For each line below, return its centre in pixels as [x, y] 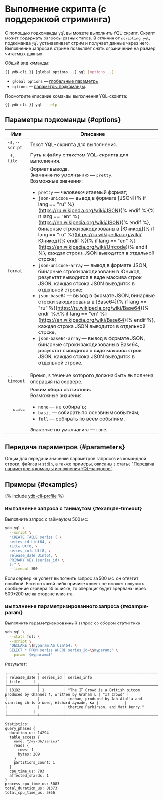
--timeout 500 [24, 569]
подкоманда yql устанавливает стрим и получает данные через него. [78, 43]
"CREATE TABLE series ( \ [36, 537]
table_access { [25, 737]
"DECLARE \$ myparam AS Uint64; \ [43, 646]
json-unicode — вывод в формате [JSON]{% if [92, 198]
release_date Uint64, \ [33, 555]
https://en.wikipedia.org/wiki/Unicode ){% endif [94, 247]
